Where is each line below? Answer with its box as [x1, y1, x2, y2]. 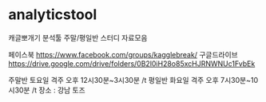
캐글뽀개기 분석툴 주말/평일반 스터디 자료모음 [8, 33, 148, 42]
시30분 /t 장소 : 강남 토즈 [8, 85, 85, 95]
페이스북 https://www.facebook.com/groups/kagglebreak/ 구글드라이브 [8, 49, 238, 59]
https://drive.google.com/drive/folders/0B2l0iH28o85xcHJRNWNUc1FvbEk [8, 58, 256, 69]
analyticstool [8, 6, 97, 24]
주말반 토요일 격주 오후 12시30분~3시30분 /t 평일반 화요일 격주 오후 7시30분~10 [8, 75, 259, 84]
